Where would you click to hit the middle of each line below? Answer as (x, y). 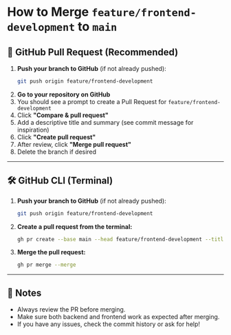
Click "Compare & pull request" (63, 115)
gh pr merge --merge (46, 265)
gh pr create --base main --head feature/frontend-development (110, 239)
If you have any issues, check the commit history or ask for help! (109, 324)
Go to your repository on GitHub (64, 94)
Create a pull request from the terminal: (75, 226)
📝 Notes (24, 293)
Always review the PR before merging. (71, 309)
